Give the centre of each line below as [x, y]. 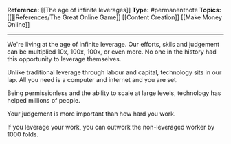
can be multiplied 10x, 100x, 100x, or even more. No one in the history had [112, 52]
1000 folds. [23, 134]
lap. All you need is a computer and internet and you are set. [92, 80]
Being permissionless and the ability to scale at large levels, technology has [114, 93]
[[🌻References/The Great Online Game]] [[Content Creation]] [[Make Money [114, 17]
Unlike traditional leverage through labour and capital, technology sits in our [114, 72]
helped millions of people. [44, 100]
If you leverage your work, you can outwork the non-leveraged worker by [111, 127]
